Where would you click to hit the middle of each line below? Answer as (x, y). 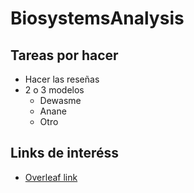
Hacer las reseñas (62, 79)
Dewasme (60, 100)
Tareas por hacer (64, 55)
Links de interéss (65, 153)
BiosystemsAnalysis (97, 18)
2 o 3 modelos (54, 90)
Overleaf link (51, 177)
